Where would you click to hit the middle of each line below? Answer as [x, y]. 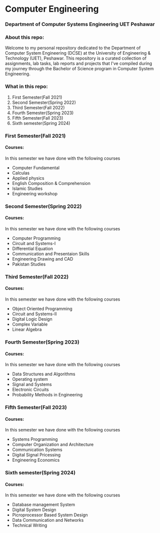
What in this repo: [27, 86]
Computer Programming [36, 238]
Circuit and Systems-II [34, 314]
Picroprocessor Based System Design [50, 515]
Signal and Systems [32, 385]
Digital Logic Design [32, 319]
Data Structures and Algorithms [44, 374]
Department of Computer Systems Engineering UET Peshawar [80, 24]
